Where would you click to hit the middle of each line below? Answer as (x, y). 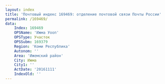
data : (11, 23)
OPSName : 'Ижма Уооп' (36, 33)
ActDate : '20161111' (35, 70)
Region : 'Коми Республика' (42, 46)
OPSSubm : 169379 (31, 42)
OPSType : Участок (32, 38)
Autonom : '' (26, 51)
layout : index (20, 10)
